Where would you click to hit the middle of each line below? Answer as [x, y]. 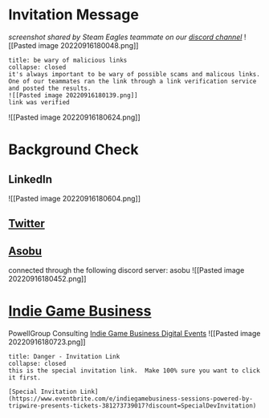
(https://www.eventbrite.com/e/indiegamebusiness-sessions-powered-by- [130, 399]
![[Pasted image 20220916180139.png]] [73, 95]
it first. [25, 378]
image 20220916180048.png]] [88, 45]
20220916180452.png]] [47, 279]
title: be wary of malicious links [68, 60]
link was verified [39, 102]
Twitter [27, 223]
